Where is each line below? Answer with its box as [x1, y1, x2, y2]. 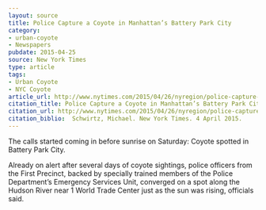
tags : [8, 71, 26, 78]
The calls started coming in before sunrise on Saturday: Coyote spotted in [8, 136, 249, 146]
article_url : [8, 93, 51, 101]
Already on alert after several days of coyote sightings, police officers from [8, 160, 253, 170]
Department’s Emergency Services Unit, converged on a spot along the [8, 177, 240, 186]
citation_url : [8, 108, 55, 116]
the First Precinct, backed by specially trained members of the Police [8, 168, 234, 178]
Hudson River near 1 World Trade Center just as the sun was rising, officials [8, 185, 254, 195]
